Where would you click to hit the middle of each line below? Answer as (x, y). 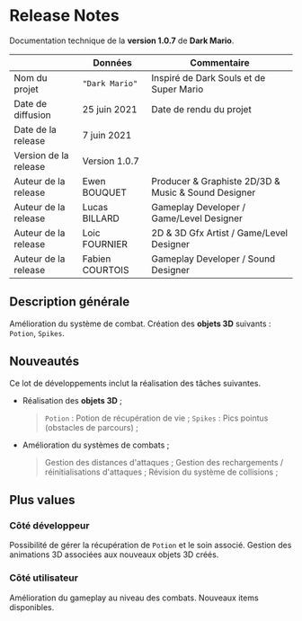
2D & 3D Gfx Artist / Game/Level (220, 233)
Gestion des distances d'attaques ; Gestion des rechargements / (164, 462)
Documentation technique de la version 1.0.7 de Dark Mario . (122, 40)
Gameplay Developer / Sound (213, 259)
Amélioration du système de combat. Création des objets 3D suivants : (140, 324)
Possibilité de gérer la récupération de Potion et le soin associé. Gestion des (151, 546)
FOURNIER (105, 244)
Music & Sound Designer (204, 192)
